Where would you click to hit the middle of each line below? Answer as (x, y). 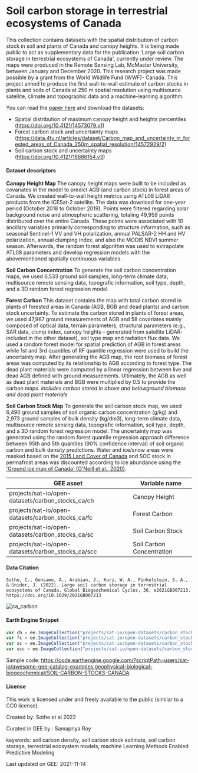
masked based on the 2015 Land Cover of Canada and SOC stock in (89, 456)
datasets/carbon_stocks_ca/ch (52, 501)
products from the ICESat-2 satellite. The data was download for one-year (96, 203)
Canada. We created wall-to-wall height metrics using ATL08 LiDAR (88, 196)
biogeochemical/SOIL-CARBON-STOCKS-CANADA (68, 673)
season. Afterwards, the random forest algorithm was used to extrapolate (95, 246)
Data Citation (23, 567)
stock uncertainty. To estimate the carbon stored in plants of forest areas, (95, 313)
